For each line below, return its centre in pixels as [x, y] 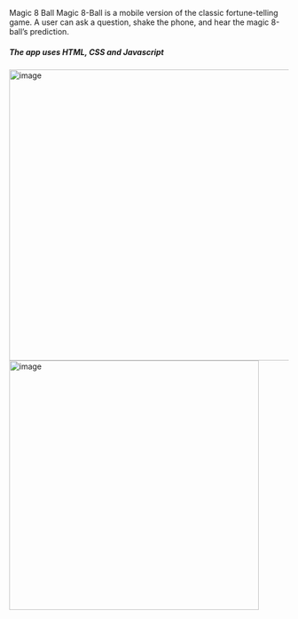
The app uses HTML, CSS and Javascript [86, 51]
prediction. [49, 31]
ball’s [19, 31]
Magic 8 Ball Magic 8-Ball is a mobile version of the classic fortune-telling [144, 13]
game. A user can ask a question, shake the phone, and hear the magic [139, 22]
